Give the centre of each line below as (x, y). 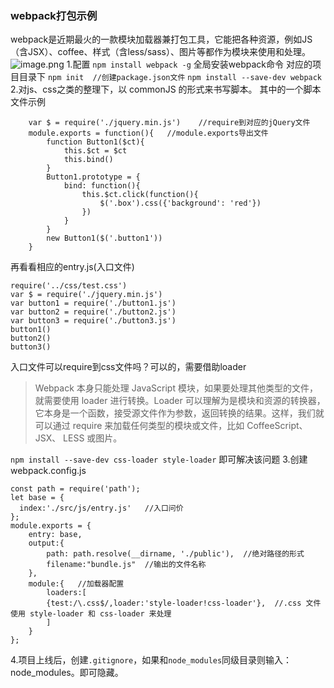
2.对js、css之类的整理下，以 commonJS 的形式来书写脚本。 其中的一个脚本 (166, 89)
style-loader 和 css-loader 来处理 (100, 614)
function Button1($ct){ (95, 142)
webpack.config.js (48, 471)
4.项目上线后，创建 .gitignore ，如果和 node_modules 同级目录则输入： (151, 660)
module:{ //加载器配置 (76, 584)
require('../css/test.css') (69, 286)
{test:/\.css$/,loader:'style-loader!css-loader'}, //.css (174, 603)
